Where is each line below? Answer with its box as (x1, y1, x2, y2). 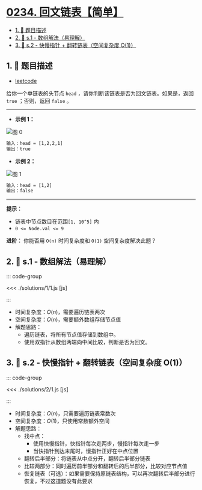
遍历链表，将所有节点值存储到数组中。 (23, 331, 119, 338)
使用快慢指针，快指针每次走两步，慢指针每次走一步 (32, 439, 160, 447)
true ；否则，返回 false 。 (6, 97, 72, 104)
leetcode (14, 77, 37, 84)
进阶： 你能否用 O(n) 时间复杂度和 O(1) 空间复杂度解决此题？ (6, 237, 156, 244)
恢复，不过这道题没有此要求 (23, 477, 93, 485)
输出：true (6, 145, 31, 152)
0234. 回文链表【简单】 (6, 5, 124, 19)
